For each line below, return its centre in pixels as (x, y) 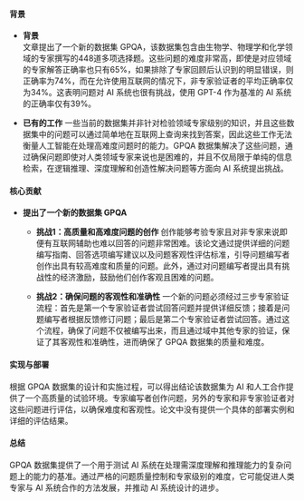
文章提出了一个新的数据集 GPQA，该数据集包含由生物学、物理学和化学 (154, 47)
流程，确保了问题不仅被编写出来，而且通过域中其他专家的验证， (163, 330)
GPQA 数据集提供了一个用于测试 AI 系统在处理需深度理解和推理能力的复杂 (147, 465)
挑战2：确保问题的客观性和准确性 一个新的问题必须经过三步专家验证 (162, 297)
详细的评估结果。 (41, 420)
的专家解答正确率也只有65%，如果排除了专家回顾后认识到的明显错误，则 (158, 70)
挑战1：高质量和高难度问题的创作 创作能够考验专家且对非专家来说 (158, 232)
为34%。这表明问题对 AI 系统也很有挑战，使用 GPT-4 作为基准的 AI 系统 (157, 93)
